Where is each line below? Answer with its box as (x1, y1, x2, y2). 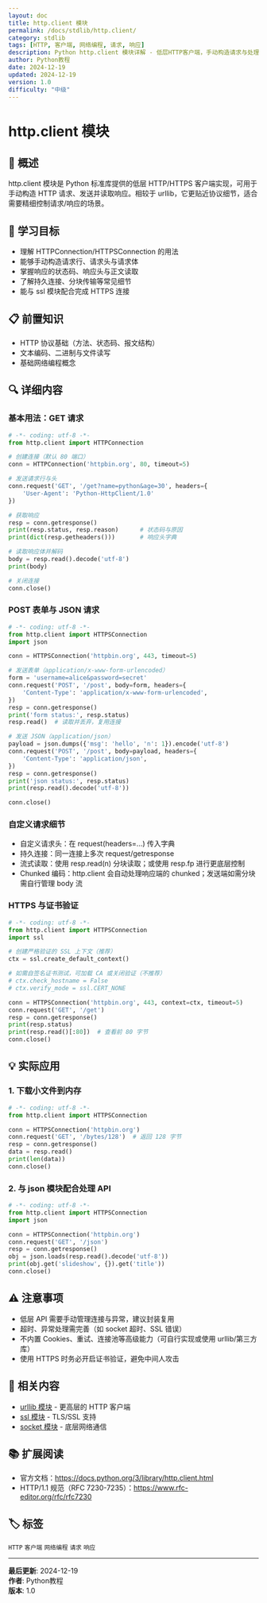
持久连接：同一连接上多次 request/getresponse (19, 848, 175, 858)
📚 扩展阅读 (8, 1447, 64, 1461)
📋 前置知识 (8, 312, 64, 326)
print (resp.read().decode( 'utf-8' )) (8, 784, 130, 792)
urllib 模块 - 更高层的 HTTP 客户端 (19, 1402, 131, 1411)
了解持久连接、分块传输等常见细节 (19, 277, 132, 286)
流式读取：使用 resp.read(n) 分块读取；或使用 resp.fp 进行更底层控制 (19, 858, 245, 868)
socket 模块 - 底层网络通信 (19, 1422, 107, 1431)
